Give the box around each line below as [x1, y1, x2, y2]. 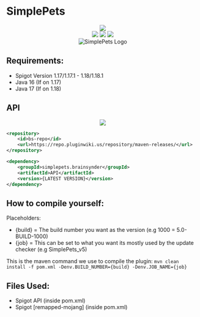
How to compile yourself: [6, 198, 105, 209]
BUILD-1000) [15, 233, 48, 240]
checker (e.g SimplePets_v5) [15, 246, 87, 253]
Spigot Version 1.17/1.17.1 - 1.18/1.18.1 [15, 72, 104, 79]
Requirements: [6, 56, 64, 66]
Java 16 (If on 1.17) [15, 78, 62, 86]
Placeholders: [6, 214, 41, 222]
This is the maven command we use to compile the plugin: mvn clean [6, 258, 179, 265]
